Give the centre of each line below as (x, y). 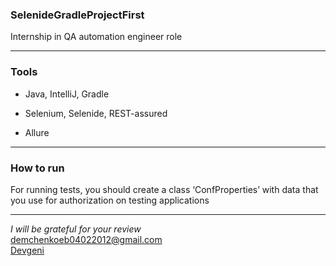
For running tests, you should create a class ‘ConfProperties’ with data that (164, 189)
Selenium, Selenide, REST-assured (96, 113)
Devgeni (27, 250)
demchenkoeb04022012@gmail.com (86, 239)
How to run (37, 168)
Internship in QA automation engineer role (96, 37)
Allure (37, 132)
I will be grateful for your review (76, 229)
